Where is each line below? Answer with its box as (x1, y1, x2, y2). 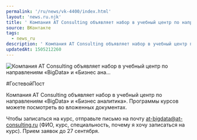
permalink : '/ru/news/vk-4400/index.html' (6, 8, 111, 15)
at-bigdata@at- (145, 115, 183, 122)
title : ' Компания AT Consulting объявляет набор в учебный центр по (6, 19, 180, 25)
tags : (6, 30, 19, 36)
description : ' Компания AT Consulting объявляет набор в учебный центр (6, 41, 188, 47)
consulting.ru (6, 121, 38, 128)
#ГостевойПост (6, 80, 45, 87)
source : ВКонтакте (6, 24, 51, 31)
